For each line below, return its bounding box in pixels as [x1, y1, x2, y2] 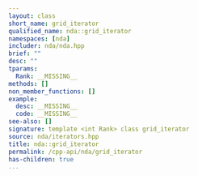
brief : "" [8, 49, 42, 58]
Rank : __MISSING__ [15, 72, 78, 80]
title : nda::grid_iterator [8, 140, 99, 148]
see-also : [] [8, 118, 53, 126]
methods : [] [8, 79, 48, 88]
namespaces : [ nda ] [8, 34, 70, 43]
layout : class [8, 11, 57, 20]
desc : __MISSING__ [15, 102, 78, 110]
